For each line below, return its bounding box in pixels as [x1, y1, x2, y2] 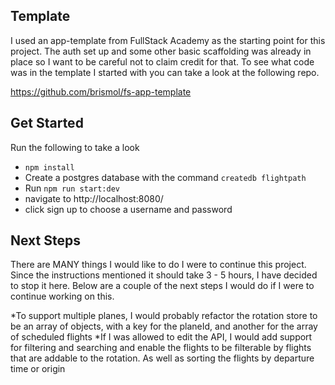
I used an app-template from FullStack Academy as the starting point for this [10, 34, 326, 46]
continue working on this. [10, 290, 115, 303]
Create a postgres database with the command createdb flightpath [24, 171, 307, 183]
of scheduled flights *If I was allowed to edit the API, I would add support [10, 331, 313, 343]
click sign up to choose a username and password [24, 203, 233, 215]
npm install [24, 162, 75, 173]
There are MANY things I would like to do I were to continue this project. [10, 259, 307, 271]
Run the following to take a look [10, 141, 140, 153]
